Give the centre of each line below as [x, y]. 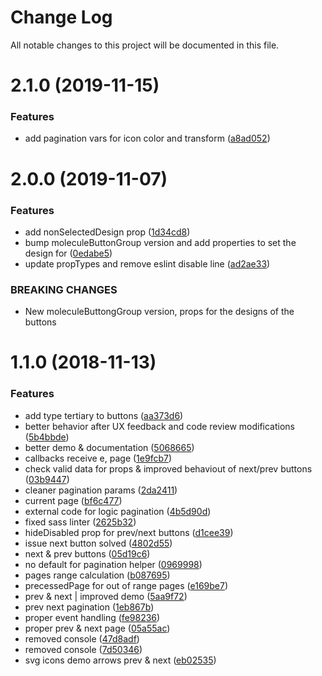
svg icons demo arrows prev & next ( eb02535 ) [120, 660]
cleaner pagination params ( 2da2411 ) [101, 490]
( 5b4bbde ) [47, 437]
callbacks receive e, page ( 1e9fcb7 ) [98, 458]
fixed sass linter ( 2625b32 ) [80, 522]
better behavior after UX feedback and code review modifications [160, 426]
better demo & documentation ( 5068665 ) [109, 447]
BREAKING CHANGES [64, 289]
